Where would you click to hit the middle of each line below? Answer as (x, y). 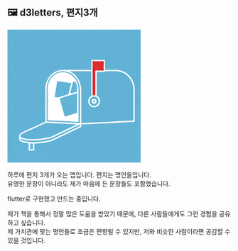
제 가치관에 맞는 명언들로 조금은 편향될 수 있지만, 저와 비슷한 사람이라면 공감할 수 (119, 231)
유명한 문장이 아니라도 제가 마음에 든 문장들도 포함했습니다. (89, 184)
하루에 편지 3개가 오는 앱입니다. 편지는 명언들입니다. (79, 174)
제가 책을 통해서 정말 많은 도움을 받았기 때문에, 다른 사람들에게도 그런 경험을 (113, 213)
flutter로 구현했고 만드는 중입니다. (54, 199)
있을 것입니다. (27, 240)
